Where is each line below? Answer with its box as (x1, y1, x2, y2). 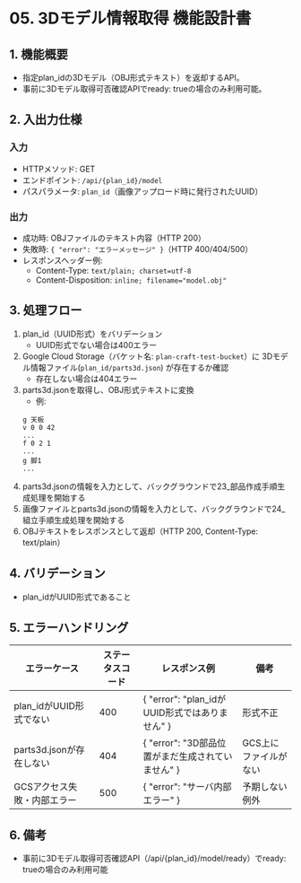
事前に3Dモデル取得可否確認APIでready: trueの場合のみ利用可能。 (21, 83, 267, 94)
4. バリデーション (9, 566, 106, 581)
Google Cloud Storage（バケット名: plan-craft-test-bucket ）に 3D (21, 351, 273, 362)
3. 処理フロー (9, 302, 82, 319)
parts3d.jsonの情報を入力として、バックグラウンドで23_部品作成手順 (21, 481, 278, 492)
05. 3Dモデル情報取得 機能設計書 (9, 8, 252, 29)
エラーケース (25, 662, 79, 675)
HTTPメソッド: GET (21, 163, 96, 174)
